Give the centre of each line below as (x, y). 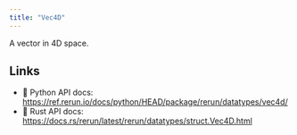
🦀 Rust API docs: (53, 112)
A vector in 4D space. (49, 43)
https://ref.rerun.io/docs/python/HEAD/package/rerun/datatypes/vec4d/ (155, 102)
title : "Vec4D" (37, 17)
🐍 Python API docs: (58, 93)
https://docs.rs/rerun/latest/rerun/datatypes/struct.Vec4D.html (137, 121)
